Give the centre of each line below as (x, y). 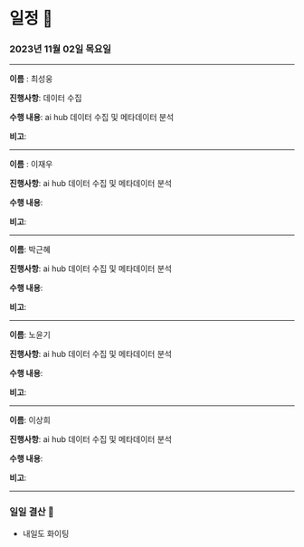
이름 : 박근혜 (30, 250)
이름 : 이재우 (31, 165)
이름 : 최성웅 (31, 79)
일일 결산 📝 (32, 512)
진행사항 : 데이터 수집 (46, 98)
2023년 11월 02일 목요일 (60, 49)
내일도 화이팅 (46, 533)
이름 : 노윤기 (30, 335)
